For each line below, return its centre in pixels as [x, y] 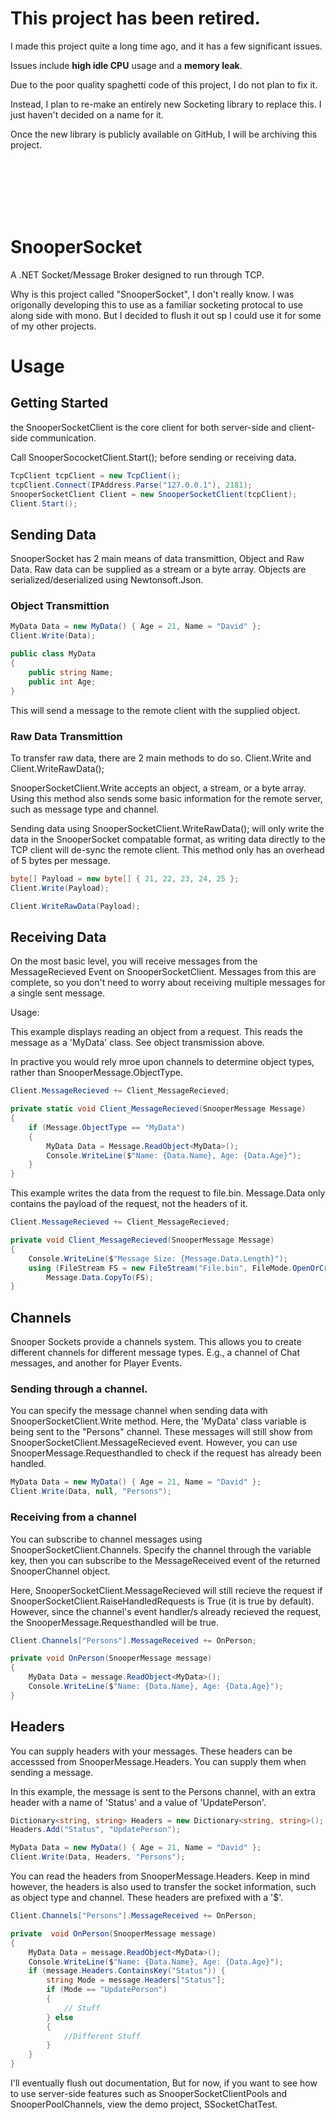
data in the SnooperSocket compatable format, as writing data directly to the [168, 839]
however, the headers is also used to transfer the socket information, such [163, 1887]
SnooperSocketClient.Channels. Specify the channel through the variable [161, 1549]
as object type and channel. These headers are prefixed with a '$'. [147, 1898]
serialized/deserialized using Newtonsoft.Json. [107, 580]
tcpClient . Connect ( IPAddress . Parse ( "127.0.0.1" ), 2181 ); [131, 485]
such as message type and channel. [85, 809]
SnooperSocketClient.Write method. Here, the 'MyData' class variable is [158, 1421]
